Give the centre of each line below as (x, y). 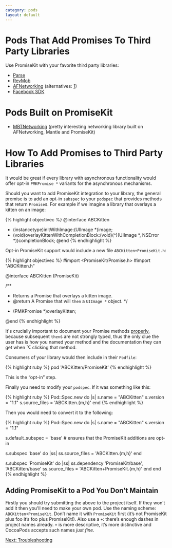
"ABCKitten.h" (20, 266)
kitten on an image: (26, 210)
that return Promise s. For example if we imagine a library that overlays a (81, 204)
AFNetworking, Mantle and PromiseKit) (54, 132)
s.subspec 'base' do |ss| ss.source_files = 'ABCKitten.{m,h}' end (74, 453)
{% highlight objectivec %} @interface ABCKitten (57, 220)
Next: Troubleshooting (29, 540)
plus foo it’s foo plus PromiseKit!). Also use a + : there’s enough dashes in (82, 519)
